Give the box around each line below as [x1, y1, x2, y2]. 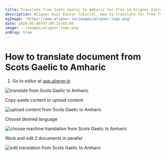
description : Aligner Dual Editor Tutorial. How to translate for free [5, 12, 156, 17]
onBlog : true [5, 30, 32, 35]
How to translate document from [5, 51, 141, 62]
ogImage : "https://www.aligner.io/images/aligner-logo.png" [5, 16, 132, 21]
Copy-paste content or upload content [5, 97, 83, 103]
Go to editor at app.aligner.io [12, 78, 71, 84]
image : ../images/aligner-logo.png [5, 26, 79, 31]
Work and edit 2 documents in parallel [5, 135, 83, 141]
